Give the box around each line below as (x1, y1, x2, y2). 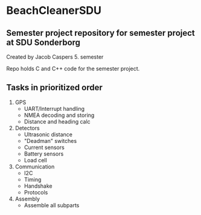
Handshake (24, 182, 53, 190)
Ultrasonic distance (24, 131, 72, 138)
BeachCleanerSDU (6, 4, 101, 18)
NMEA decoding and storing (24, 111, 95, 119)
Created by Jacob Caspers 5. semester (6, 53, 104, 61)
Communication (14, 163, 55, 170)
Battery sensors (24, 150, 64, 157)
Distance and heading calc (24, 117, 91, 125)
